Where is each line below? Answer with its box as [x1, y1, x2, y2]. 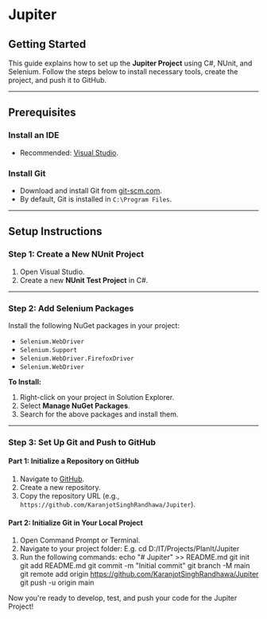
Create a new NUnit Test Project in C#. [19, 275, 149, 284]
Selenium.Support [19, 346, 78, 354]
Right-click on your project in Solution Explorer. [19, 392, 175, 402]
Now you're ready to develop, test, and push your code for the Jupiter [8, 594, 238, 603]
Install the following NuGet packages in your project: [8, 320, 180, 330]
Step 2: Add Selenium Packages [8, 303, 134, 314]
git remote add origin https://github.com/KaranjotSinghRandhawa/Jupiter [19, 570, 259, 579]
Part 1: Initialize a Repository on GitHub [8, 456, 140, 466]
